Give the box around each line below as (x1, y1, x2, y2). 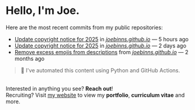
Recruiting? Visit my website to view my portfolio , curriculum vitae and (5, 91, 185, 98)
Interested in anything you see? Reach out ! (5, 84, 114, 92)
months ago (14, 55, 45, 62)
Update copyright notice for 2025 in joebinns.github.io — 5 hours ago (14, 35, 189, 43)
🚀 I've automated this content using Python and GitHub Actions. (20, 66, 180, 74)
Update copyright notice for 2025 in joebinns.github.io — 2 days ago (14, 42, 186, 49)
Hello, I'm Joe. (5, 4, 80, 18)
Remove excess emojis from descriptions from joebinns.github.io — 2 (14, 48, 189, 55)
